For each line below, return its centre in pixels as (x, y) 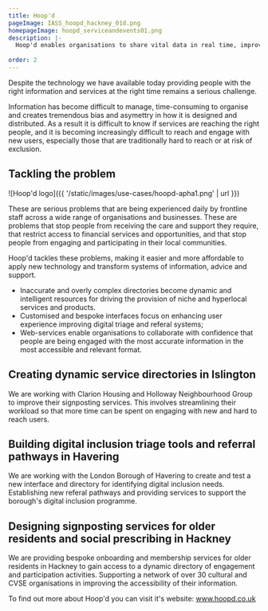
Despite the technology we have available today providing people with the (130, 82)
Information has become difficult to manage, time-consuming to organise (128, 106)
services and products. (57, 307)
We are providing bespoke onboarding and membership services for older (130, 558)
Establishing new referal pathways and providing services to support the (127, 493)
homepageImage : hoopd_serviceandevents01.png (85, 30)
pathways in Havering (64, 456)
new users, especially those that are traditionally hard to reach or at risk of (130, 140)
